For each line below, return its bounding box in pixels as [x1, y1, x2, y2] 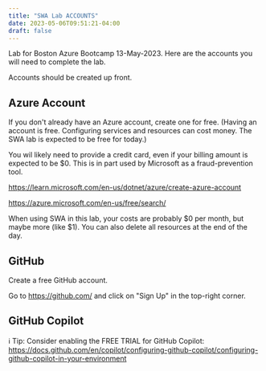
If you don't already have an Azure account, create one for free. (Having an [8, 117, 257, 127]
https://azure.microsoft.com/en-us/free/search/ [8, 198, 166, 208]
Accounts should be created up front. [8, 73, 133, 83]
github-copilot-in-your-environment [8, 353, 127, 363]
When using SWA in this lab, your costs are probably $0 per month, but [8, 214, 244, 223]
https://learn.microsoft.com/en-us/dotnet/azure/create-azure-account [8, 182, 242, 193]
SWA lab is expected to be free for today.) [8, 134, 147, 145]
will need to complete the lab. [8, 57, 106, 67]
